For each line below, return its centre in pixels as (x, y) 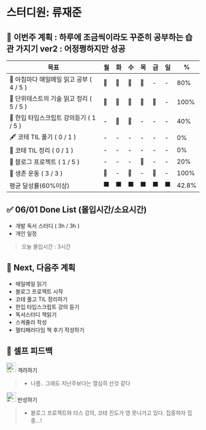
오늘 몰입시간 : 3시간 (46, 246)
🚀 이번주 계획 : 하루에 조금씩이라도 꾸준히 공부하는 (95, 37)
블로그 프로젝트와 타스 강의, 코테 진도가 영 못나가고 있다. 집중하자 (108, 413)
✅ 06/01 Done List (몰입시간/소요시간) (77, 210)
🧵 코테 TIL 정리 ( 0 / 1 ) (41, 150)
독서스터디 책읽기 (36, 315)
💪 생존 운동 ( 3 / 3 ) (36, 174)
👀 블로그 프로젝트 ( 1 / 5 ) (44, 162)
